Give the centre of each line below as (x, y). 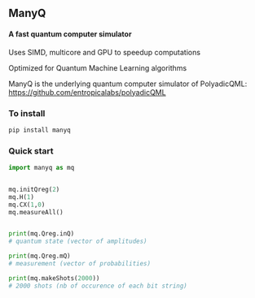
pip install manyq (40, 130)
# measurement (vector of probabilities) (80, 264)
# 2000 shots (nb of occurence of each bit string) (98, 286)
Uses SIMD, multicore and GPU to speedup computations (105, 52)
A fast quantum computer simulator (70, 34)
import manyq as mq (42, 168)
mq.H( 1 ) (22, 197)
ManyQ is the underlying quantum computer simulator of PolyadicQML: (128, 84)
